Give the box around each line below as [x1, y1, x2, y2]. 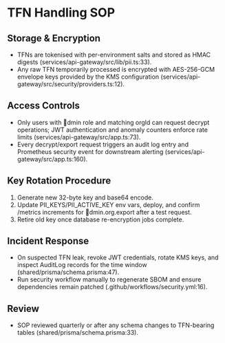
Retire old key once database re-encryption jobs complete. [17, 215, 184, 224]
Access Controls [7, 100, 81, 112]
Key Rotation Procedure [7, 175, 111, 187]
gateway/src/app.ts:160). [17, 155, 88, 163]
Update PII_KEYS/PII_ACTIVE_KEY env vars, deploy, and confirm [17, 200, 200, 208]
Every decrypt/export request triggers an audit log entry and [17, 140, 189, 148]
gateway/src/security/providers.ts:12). [17, 80, 125, 88]
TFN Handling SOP [7, 5, 116, 21]
